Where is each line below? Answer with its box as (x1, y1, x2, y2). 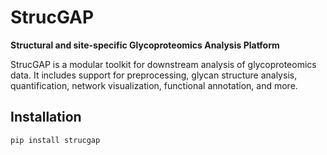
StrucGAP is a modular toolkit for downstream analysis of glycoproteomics (10, 58, 317, 70)
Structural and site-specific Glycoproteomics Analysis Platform (10, 39, 280, 51)
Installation (10, 109, 82, 126)
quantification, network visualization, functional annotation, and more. (10, 79, 298, 91)
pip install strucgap (10, 135, 101, 145)
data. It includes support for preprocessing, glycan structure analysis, (10, 69, 298, 81)
